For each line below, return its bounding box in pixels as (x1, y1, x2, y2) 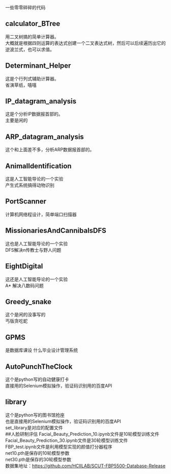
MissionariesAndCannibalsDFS (5, 226, 107, 235)
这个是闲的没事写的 (5, 312, 46, 318)
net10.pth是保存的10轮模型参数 (5, 450, 70, 456)
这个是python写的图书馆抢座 (5, 411, 65, 418)
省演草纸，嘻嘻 (5, 82, 37, 88)
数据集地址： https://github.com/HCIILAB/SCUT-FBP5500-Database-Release (5, 462, 166, 469)
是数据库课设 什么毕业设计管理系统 (5, 347, 78, 353)
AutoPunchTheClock (5, 362, 73, 371)
